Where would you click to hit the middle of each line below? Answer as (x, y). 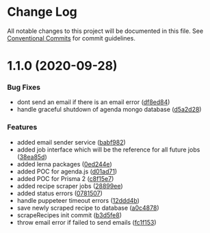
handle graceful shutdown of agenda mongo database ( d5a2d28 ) (109, 110)
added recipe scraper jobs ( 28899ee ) (70, 186)
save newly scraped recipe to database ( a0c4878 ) (88, 208)
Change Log (42, 12)
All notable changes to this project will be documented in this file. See (105, 31)
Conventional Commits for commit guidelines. (71, 38)
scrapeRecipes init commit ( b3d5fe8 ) (69, 215)
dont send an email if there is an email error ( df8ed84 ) (93, 102)
